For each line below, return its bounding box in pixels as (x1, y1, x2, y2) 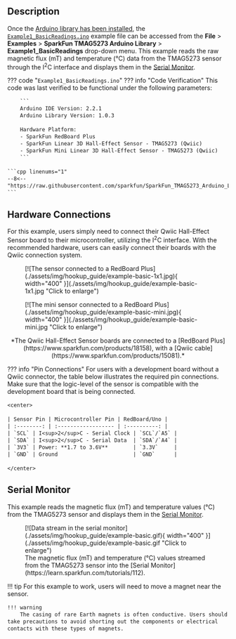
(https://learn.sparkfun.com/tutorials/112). (25, 568, 145, 577)
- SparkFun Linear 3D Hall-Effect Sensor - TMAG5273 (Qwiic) (20, 140, 202, 147)
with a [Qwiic (155, 343, 193, 352)
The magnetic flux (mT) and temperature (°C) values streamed (25, 553, 206, 562)
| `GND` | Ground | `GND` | (7, 451, 178, 458)
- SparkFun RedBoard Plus (20, 133, 96, 140)
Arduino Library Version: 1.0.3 (20, 112, 114, 119)
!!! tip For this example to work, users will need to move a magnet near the (7, 582, 221, 591)
